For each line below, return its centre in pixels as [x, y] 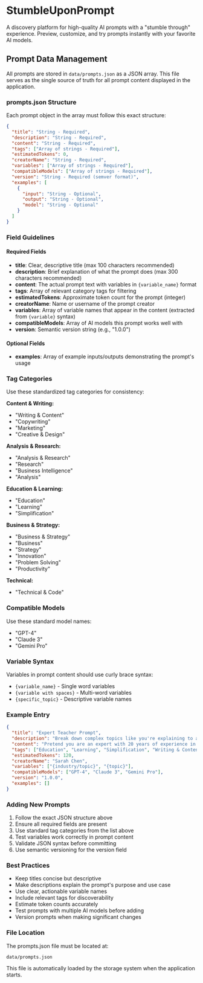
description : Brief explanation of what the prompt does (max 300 [96, 271]
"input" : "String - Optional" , [62, 194]
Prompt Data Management [57, 59]
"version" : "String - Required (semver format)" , [75, 177]
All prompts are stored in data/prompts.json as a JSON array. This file [93, 74]
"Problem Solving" [38, 562]
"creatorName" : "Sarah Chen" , [50, 761]
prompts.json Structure [41, 102]
